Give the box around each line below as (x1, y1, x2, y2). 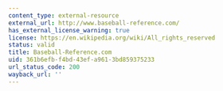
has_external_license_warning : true (8, 26, 130, 34)
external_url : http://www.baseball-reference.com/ (8, 19, 180, 27)
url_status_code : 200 (8, 63, 80, 71)
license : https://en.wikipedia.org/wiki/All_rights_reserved (8, 33, 216, 42)
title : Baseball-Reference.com (8, 48, 112, 56)
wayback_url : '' (8, 70, 62, 78)
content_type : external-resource (8, 11, 119, 20)
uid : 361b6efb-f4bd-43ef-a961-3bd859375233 (8, 56, 155, 64)
